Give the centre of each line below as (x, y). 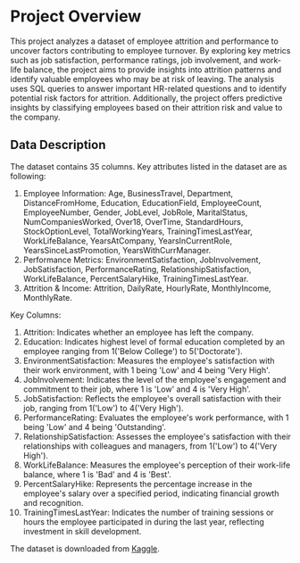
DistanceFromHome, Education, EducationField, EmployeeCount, (142, 203)
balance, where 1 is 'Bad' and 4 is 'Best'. (97, 474)
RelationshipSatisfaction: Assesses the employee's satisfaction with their (157, 436)
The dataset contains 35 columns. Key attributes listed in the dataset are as (149, 166)
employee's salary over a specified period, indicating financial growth (151, 493)
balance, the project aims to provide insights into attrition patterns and (152, 70)
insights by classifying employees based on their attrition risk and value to (146, 107)
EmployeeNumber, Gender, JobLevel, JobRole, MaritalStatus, (135, 212)
